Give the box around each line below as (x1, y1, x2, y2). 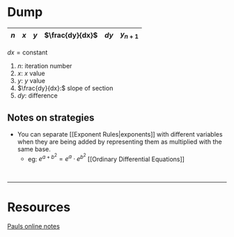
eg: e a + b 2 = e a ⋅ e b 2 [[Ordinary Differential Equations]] (27, 152, 185, 163)
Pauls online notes (7, 222, 61, 231)
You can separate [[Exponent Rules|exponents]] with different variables (17, 130, 223, 138)
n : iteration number (17, 62, 72, 70)
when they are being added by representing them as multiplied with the (17, 137, 222, 146)
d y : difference (17, 91, 58, 100)
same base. (17, 144, 51, 153)
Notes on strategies (7, 112, 95, 123)
